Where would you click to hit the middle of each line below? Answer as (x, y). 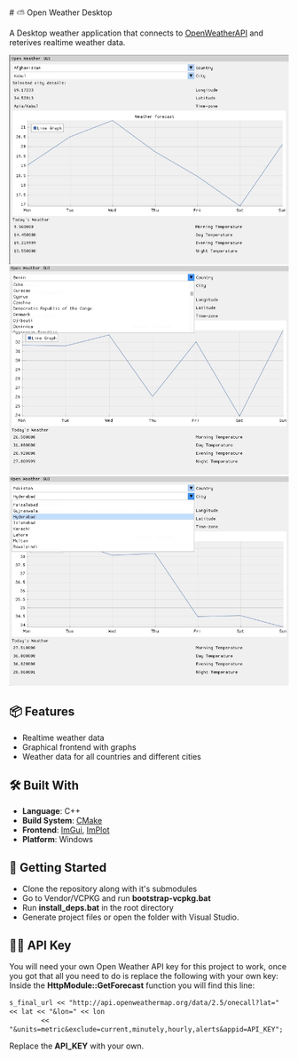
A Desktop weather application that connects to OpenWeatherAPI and (137, 33)
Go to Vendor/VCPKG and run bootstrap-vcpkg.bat (116, 898)
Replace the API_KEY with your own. (77, 1046)
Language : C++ (51, 811)
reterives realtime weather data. (67, 42)
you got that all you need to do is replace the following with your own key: (144, 976)
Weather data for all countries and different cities (111, 756)
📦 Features (42, 712)
